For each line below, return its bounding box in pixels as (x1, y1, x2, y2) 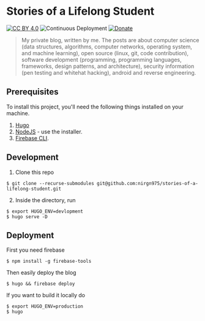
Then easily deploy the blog (6, 269, 76, 276)
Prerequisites (6, 87, 59, 97)
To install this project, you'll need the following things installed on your (6, 103, 184, 110)
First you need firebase (6, 246, 65, 254)
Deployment (6, 230, 54, 240)
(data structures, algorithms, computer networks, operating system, (21, 43, 193, 50)
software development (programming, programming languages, (21, 56, 182, 63)
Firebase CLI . (15, 134, 49, 142)
